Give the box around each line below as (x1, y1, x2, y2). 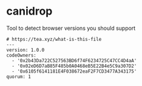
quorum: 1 (6, 73, 32, 80)
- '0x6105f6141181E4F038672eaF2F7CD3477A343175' (12, 68, 137, 74)
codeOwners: (6, 52, 36, 59)
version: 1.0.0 (6, 47, 45, 53)
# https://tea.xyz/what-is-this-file (6, 36, 102, 42)
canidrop (6, 4, 53, 18)
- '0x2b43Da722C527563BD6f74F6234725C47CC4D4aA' (12, 57, 137, 63)
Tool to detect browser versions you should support (6, 24, 136, 32)
